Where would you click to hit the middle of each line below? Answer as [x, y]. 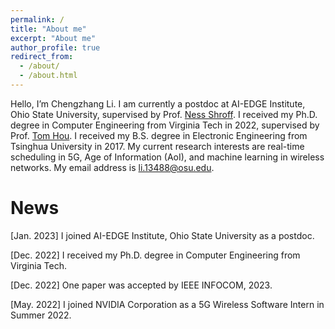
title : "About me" [48, 29]
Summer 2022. [41, 315]
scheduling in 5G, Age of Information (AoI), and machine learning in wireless [167, 157]
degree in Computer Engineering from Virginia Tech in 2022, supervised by [165, 125]
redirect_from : [42, 57]
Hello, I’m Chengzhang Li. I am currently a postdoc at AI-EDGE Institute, [158, 103]
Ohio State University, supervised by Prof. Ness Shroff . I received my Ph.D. [164, 114]
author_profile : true [55, 47]
